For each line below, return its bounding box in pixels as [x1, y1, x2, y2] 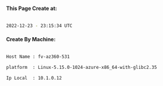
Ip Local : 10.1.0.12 [6, 75, 62, 81]
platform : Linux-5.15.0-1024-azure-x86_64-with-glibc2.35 [6, 65, 158, 71]
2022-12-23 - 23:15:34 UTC [6, 23, 73, 29]
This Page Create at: [6, 5, 57, 12]
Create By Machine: [6, 35, 56, 42]
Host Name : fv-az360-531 [6, 54, 70, 60]
